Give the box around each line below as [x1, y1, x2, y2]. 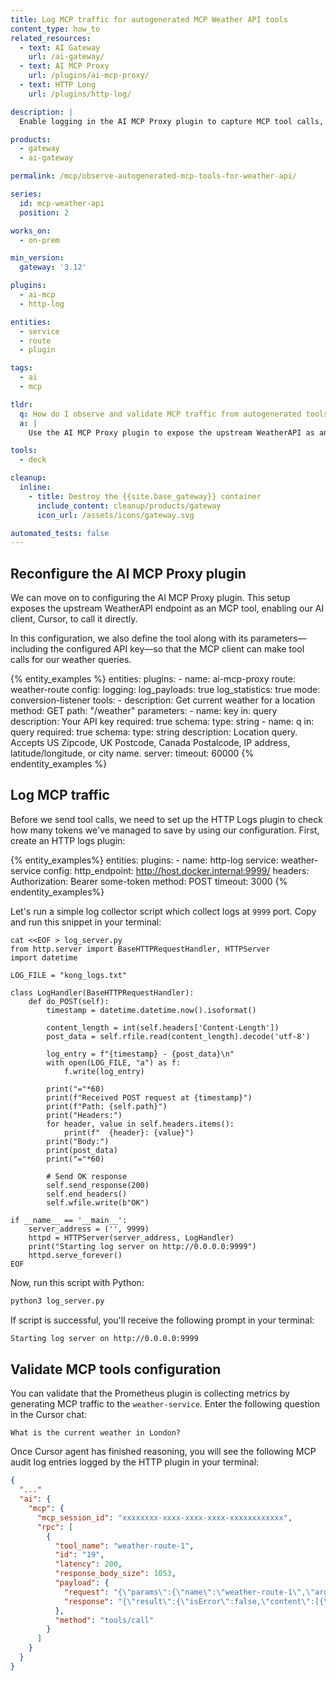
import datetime [10, 952, 78, 963]
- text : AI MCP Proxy [19, 61, 110, 71]
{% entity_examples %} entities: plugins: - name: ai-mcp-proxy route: [10, 673, 296, 685]
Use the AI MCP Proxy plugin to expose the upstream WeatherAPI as [28, 427, 315, 438]
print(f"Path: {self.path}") [46, 1101, 168, 1111]
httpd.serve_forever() [28, 1250, 123, 1260]
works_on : [10, 226, 52, 236]
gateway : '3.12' [19, 262, 87, 273]
